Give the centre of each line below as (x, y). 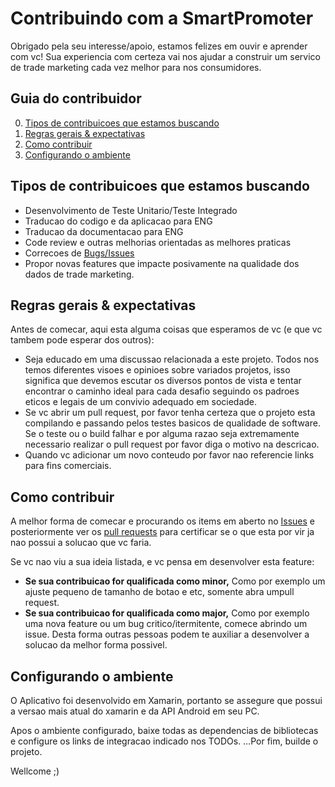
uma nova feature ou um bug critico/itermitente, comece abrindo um (166, 624)
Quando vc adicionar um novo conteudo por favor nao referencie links (169, 455)
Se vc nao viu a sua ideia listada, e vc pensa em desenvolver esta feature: (162, 562)
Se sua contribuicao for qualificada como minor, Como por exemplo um (175, 581)
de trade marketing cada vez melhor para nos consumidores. (136, 67)
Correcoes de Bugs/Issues (79, 253)
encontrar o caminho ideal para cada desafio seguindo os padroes (162, 391)
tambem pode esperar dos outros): (82, 340)
